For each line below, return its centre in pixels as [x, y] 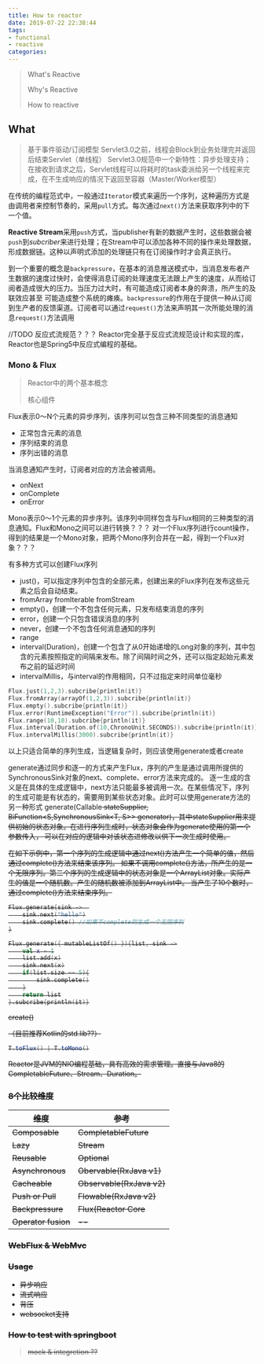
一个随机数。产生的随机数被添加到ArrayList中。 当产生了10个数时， [144, 883]
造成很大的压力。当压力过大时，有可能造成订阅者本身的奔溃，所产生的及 [139, 288]
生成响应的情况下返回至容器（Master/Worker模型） [137, 178]
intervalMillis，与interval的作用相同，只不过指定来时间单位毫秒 [121, 676]
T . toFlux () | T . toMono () [49, 1048]
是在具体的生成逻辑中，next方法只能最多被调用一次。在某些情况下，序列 [132, 788]
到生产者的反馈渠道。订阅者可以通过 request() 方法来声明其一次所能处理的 [127, 307]
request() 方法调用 [45, 317]
